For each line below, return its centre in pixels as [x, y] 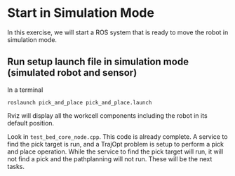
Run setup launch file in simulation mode [98, 62]
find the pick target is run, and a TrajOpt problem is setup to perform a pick [116, 144]
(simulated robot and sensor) [72, 73]
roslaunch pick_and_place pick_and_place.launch [80, 102]
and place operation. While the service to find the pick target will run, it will [115, 151]
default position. [31, 123]
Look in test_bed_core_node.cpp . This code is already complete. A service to [117, 136]
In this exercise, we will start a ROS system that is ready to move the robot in [118, 32]
